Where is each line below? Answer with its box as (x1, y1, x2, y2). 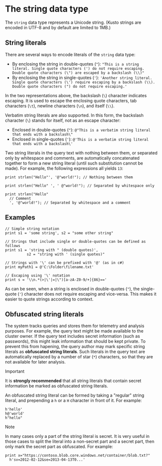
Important (5, 368, 25, 374)
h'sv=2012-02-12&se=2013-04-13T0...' (9, 457, 86, 462)
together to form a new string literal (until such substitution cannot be (5, 160, 144, 166)
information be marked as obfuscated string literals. (5, 383, 108, 389)
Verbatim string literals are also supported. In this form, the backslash (5, 112, 144, 118)
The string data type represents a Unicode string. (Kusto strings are (5, 19, 142, 25)
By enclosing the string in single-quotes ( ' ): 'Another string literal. (12, 74, 152, 81)
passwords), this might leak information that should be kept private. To (5, 338, 146, 344)
